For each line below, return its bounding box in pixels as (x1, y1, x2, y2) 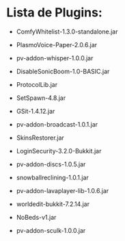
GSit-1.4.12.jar (16, 107, 55, 115)
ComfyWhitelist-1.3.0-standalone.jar (16, 27, 118, 36)
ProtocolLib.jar (16, 80, 58, 88)
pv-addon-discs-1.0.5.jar (16, 160, 86, 168)
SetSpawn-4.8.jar (16, 94, 66, 102)
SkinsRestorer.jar (16, 134, 64, 142)
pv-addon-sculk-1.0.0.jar (16, 226, 86, 234)
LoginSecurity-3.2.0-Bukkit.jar (16, 147, 102, 155)
